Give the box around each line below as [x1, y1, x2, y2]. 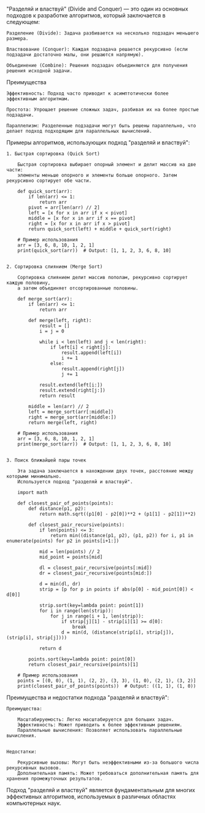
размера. [6, 36, 29, 42]
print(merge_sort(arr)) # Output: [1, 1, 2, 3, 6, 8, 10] [17, 441, 172, 447]
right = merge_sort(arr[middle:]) [28, 414, 117, 420]
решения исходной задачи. [6, 68, 72, 74]
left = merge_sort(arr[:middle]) [28, 409, 114, 415]
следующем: [6, 18, 40, 25]
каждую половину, [6, 280, 51, 286]
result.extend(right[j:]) [39, 387, 106, 393]
